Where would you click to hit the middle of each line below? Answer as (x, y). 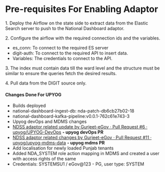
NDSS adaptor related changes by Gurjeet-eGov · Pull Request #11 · (82, 137)
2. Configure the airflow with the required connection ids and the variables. (83, 38)
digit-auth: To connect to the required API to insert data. (70, 53)
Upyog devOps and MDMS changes (49, 121)
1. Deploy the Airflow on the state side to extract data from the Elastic (77, 23)
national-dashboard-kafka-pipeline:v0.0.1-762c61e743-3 (71, 116)
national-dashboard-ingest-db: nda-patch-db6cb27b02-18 (73, 111)
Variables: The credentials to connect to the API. (62, 58)
